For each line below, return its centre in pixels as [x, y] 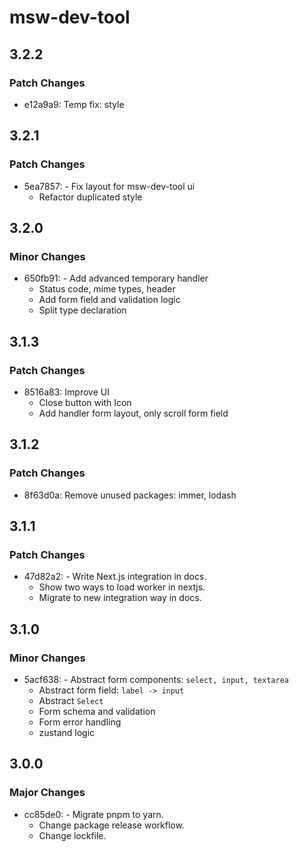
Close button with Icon [85, 402]
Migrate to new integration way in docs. [120, 598]
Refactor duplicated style [90, 197]
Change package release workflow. [111, 825]
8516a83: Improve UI [66, 392]
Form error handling [80, 722]
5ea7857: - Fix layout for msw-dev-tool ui [109, 186]
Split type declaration [82, 310]
